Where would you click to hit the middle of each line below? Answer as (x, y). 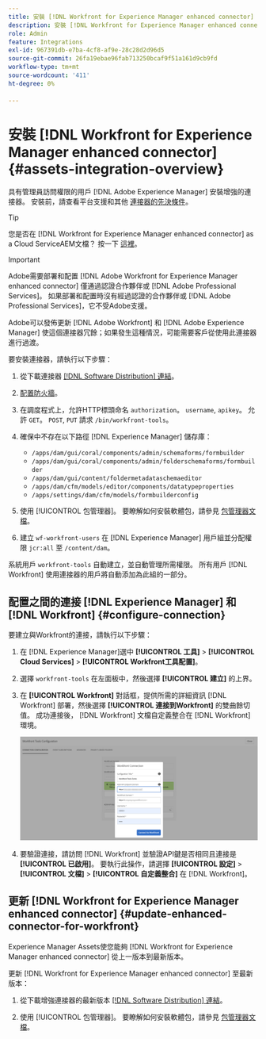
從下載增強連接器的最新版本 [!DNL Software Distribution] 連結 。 (123, 1000)
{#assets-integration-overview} (116, 169)
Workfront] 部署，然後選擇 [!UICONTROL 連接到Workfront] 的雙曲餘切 (135, 705)
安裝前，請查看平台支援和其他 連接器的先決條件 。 (111, 201)
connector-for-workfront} (74, 927)
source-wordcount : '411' (49, 75)
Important (24, 260)
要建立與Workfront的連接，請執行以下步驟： (80, 635)
